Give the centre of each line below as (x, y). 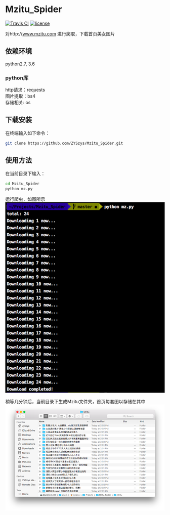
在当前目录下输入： (25, 174)
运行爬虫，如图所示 (25, 199)
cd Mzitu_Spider (22, 184)
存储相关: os (18, 103)
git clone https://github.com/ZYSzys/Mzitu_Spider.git (64, 143)
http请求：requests (25, 90)
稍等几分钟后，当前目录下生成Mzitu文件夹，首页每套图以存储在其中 (75, 401)
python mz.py (19, 189)
